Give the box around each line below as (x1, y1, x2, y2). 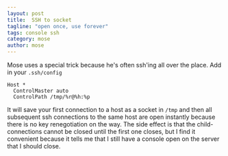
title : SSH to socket (7, 16, 72, 23)
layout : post (7, 10, 45, 17)
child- (197, 120, 214, 128)
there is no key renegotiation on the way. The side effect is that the (7, 120, 196, 128)
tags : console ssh (7, 29, 60, 36)
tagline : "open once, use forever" (7, 23, 109, 30)
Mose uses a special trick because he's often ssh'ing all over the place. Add (7, 61, 222, 69)
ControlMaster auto (13, 87, 69, 94)
